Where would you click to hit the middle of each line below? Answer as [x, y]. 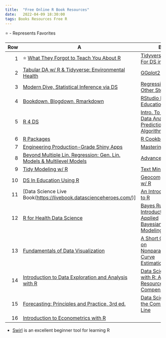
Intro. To [150, 113]
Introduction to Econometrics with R [64, 318]
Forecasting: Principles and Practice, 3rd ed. [74, 304]
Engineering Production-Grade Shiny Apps [73, 147]
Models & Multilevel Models [55, 161]
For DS [148, 62]
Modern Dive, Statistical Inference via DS [70, 87]
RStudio [150, 98]
